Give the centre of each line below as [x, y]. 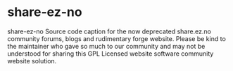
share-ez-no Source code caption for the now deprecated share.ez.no [109, 31]
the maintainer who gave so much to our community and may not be [106, 46]
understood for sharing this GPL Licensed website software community [111, 54]
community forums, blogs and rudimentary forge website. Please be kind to [117, 38]
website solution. [32, 61]
